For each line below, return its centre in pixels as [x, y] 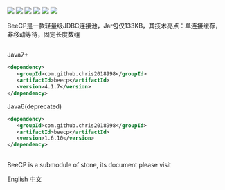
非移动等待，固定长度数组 [44, 34]
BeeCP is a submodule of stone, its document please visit [89, 164]
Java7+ [18, 55]
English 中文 [25, 179]
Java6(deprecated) [35, 106]
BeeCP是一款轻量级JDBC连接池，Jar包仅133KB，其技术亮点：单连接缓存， [114, 26]
